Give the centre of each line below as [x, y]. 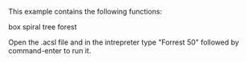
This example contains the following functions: [85, 12]
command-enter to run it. [50, 50]
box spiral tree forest [43, 27]
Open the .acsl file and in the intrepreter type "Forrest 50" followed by [123, 42]
